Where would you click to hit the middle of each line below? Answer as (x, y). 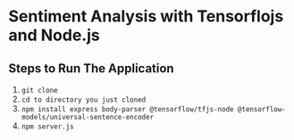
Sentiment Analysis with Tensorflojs (146, 16)
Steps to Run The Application (92, 68)
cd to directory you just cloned (84, 100)
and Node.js (54, 35)
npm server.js (47, 127)
